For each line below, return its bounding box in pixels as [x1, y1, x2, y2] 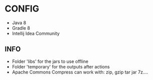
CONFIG [5, 3, 39, 15]
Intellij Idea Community [12, 30, 60, 36]
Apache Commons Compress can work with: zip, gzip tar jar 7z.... [12, 69, 148, 75]
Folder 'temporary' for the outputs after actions [12, 63, 110, 69]
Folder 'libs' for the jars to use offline [12, 58, 89, 64]
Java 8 [12, 20, 26, 26]
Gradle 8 [12, 25, 31, 31]
